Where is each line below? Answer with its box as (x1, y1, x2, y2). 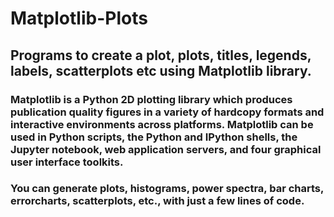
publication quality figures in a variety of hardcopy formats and (10, 105, 325, 119)
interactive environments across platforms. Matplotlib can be (10, 117, 314, 131)
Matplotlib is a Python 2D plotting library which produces (10, 92, 293, 106)
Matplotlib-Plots (10, 7, 148, 30)
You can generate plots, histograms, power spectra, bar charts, (10, 182, 324, 196)
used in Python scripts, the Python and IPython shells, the (10, 130, 298, 144)
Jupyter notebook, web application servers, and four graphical (10, 142, 322, 156)
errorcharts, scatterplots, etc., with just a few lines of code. (10, 194, 305, 208)
